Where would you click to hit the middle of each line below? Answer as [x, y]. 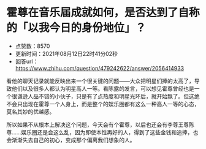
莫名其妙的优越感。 [31, 112]
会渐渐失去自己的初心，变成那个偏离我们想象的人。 [71, 140]
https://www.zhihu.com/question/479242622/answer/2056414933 [100, 68]
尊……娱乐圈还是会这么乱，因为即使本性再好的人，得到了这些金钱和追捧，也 [102, 132]
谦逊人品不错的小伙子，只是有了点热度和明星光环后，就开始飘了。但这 [105, 96]
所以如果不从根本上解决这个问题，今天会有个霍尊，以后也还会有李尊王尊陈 [100, 124]
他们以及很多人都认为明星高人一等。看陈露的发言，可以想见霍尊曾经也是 [103, 88]
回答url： [27, 61]
